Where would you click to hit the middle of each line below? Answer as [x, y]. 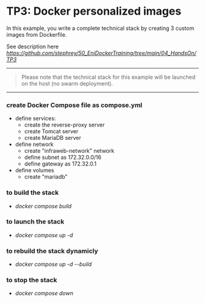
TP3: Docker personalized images [94, 11]
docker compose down [44, 293]
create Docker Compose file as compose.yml [74, 105]
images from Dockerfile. [37, 34]
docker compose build [43, 206]
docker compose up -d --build [53, 265]
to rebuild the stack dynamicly [52, 250]
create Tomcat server [51, 131]
